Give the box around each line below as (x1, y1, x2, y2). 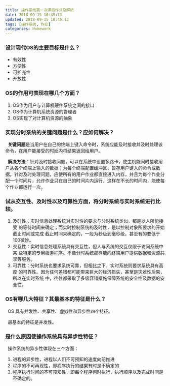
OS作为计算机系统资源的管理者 (12, 108, 77, 114)
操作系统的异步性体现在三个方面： (7, 345, 79, 351)
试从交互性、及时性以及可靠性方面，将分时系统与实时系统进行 (5, 198, 156, 205)
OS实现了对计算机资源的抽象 (12, 115, 72, 121)
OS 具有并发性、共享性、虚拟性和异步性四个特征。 (7, 308, 113, 314)
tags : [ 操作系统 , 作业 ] (5, 21, 51, 27)
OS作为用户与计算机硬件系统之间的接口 (12, 102, 95, 108)
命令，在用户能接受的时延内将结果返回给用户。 (5, 148, 103, 154)
